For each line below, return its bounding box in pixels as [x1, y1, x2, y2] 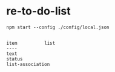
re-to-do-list [6, 4, 71, 18]
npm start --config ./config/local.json [6, 24, 110, 30]
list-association [6, 61, 50, 67]
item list [6, 40, 56, 46]
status [6, 56, 23, 62]
